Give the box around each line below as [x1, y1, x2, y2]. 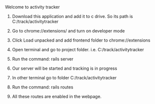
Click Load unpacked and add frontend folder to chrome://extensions [12, 37, 151, 43]
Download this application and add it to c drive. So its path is [12, 14, 133, 19]
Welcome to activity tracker [5, 4, 60, 10]
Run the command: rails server [12, 56, 74, 62]
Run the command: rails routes [12, 84, 74, 90]
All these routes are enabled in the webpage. [12, 94, 102, 99]
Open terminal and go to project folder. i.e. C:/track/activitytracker [12, 47, 144, 52]
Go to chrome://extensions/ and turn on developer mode [12, 28, 125, 33]
